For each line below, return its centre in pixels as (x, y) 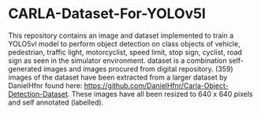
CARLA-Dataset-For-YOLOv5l (107, 14)
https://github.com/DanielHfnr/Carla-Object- (156, 85)
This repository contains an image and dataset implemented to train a (121, 35)
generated (25, 68)
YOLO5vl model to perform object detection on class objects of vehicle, (124, 43)
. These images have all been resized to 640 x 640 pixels (160, 94)
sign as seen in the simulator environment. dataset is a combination (117, 61)
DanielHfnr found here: (45, 85)
